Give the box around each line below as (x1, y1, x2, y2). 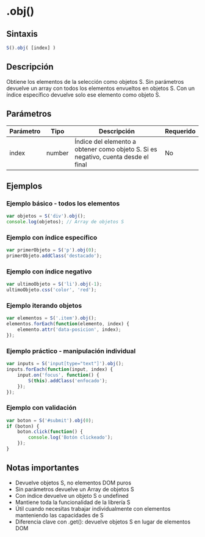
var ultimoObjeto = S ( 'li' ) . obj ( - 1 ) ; (6, 281, 103, 287)
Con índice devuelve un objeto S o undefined (15, 492, 129, 499)
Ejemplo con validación (6, 404, 77, 412)
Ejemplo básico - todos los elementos (6, 199, 120, 207)
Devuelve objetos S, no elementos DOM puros (15, 479, 132, 486)
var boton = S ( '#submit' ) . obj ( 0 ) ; (6, 417, 95, 423)
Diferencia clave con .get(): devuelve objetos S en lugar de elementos (15, 518, 191, 525)
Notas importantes (6, 463, 79, 473)
